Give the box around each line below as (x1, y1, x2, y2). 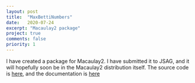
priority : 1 (6, 42, 35, 48)
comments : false (6, 36, 46, 42)
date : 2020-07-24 (6, 19, 54, 25)
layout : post (6, 8, 38, 15)
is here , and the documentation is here (6, 70, 100, 77)
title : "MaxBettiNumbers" (6, 14, 73, 20)
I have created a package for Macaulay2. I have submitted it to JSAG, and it (6, 57, 190, 65)
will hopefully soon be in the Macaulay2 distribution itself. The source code (6, 64, 189, 71)
